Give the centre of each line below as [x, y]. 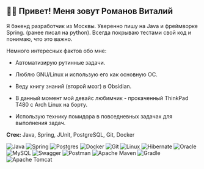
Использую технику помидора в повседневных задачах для [94, 116]
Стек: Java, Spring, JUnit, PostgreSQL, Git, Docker [71, 134]
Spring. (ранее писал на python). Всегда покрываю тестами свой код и [99, 32]
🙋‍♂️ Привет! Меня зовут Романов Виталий [89, 11]
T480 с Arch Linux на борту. [51, 104]
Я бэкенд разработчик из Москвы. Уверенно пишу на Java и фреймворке [102, 26]
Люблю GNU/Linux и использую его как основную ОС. [86, 74]
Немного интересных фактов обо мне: [56, 51]
